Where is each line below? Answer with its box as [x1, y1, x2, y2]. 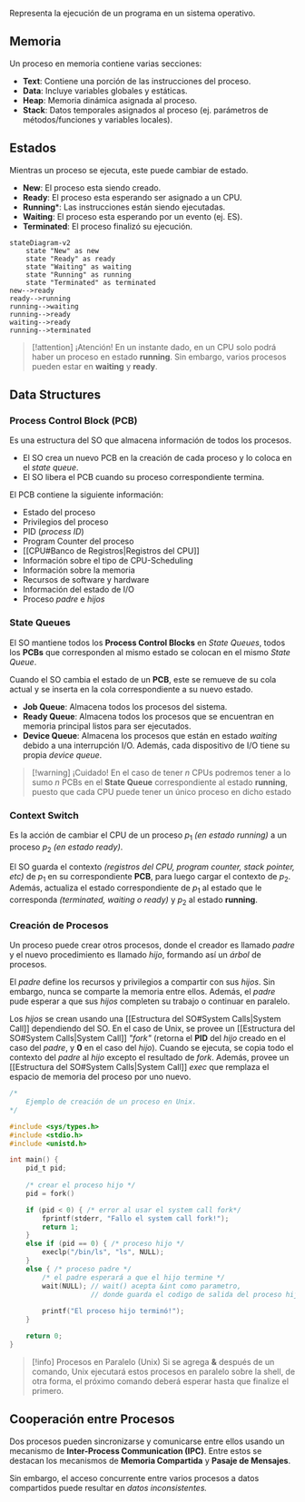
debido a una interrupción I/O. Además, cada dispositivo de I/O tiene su [22, 740, 290, 751]
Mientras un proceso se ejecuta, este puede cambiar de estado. [9, 164, 249, 175]
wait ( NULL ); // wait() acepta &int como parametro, [42, 1281, 242, 1291]
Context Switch [9, 809, 79, 821]
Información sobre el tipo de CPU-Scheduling [22, 555, 193, 566]
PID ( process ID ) [22, 526, 84, 537]
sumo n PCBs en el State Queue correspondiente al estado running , [31, 776, 288, 788]
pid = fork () [25, 1189, 75, 1198]
